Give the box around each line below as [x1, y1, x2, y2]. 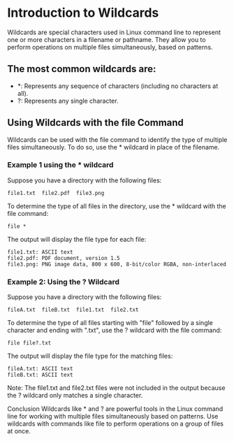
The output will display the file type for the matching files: [7, 352, 173, 361]
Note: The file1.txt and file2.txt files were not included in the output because [7, 384, 226, 392]
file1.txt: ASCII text [7, 248, 73, 256]
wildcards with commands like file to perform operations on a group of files [7, 419, 224, 428]
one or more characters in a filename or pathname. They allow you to [7, 35, 206, 43]
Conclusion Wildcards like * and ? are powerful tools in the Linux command [7, 405, 224, 413]
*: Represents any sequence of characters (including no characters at [17, 82, 219, 90]
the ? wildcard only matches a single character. [7, 391, 143, 400]
